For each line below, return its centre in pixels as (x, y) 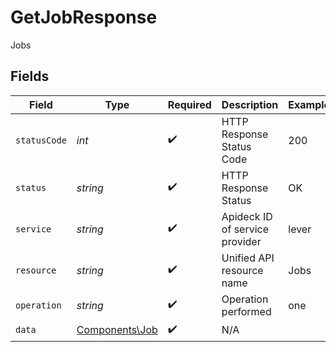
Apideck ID (247, 216)
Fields (30, 76)
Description (250, 104)
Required (189, 104)
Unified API (248, 258)
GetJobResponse (84, 17)
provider (241, 241)
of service (245, 229)
